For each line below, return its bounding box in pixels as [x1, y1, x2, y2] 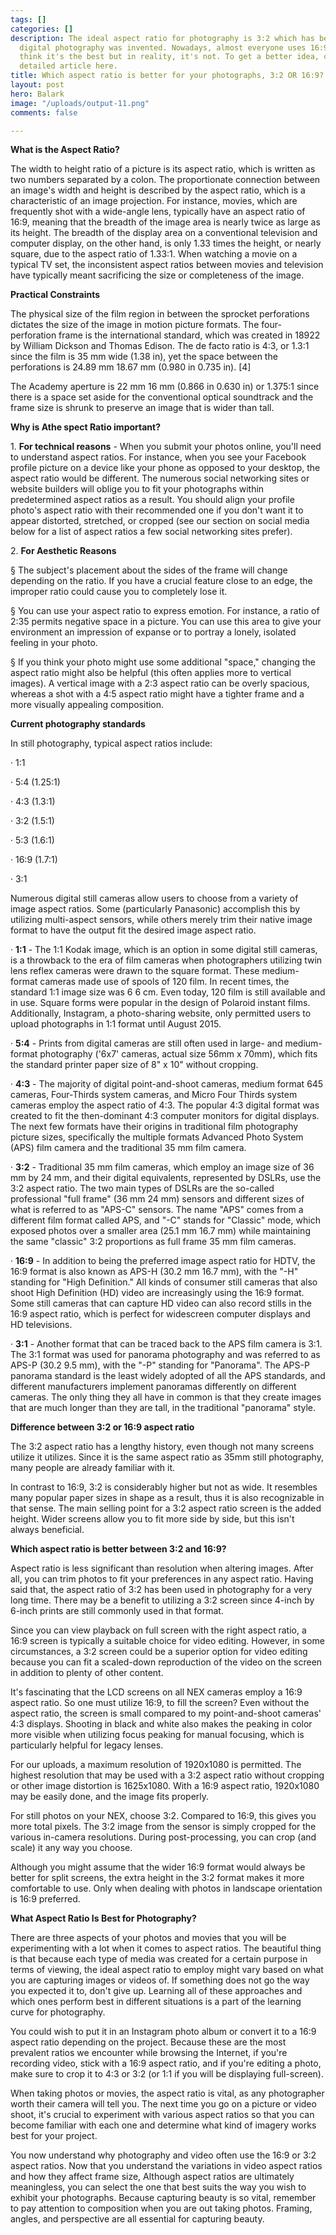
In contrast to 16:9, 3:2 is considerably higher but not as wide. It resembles [10, 1481, 318, 1493]
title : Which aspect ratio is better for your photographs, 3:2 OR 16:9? [10, 71, 325, 81]
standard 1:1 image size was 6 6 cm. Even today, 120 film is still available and [10, 986, 326, 998]
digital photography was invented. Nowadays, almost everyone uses [19, 42, 307, 53]
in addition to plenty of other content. [10, 1667, 164, 1679]
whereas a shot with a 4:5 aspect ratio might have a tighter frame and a [10, 688, 305, 700]
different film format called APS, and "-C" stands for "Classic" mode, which [10, 1214, 321, 1226]
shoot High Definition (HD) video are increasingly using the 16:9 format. [10, 1287, 305, 1299]
